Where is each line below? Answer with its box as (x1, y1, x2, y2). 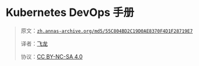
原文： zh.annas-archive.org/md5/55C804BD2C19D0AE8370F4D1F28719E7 (20, 27, 193, 34)
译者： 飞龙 (20, 40, 48, 47)
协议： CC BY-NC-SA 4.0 (20, 53, 83, 60)
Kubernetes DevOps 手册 (5, 5, 135, 20)
